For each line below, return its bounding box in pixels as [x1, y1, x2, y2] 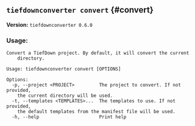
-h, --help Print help [12, 114, 127, 121]
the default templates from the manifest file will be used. [17, 109, 175, 115]
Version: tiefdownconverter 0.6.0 [6, 21, 93, 28]
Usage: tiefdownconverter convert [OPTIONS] [6, 66, 121, 72]
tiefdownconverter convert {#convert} [6, 5, 154, 15]
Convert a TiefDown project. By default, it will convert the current [6, 50, 190, 57]
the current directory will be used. [17, 93, 113, 99]
